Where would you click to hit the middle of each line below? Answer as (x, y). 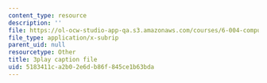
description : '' (35, 23)
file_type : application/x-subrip (64, 38)
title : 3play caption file (53, 60)
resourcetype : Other (43, 52)
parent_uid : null (37, 45)
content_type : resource (48, 15)
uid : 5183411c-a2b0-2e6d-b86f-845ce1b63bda (81, 67)
